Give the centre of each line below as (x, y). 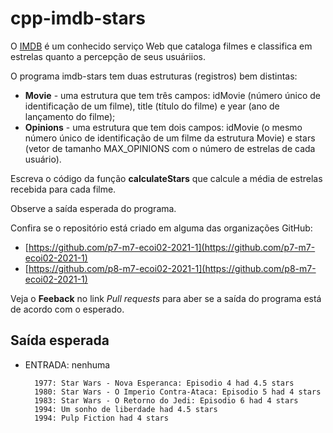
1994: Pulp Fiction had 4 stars (101, 418)
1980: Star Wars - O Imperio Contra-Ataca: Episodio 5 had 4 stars (178, 392)
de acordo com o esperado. (67, 309)
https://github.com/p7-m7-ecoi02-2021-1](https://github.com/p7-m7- (172, 247)
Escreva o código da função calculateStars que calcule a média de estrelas (166, 178)
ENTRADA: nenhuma (67, 364)
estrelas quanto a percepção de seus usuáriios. (108, 56)
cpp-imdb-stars (78, 18)
